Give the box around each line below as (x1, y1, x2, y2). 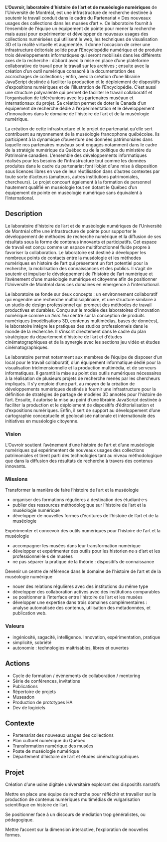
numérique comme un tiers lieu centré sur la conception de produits (5, 312, 145, 318)
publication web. (12, 610, 47, 616)
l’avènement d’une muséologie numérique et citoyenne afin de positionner (5, 276, 158, 282)
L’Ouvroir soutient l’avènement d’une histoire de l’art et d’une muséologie (5, 442, 155, 448)
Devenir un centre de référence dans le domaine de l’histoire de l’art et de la (5, 568, 161, 574)
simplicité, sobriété (12, 639, 52, 646)
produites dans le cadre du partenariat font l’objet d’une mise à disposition (5, 163, 158, 169)
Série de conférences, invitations (12, 678, 81, 684)
